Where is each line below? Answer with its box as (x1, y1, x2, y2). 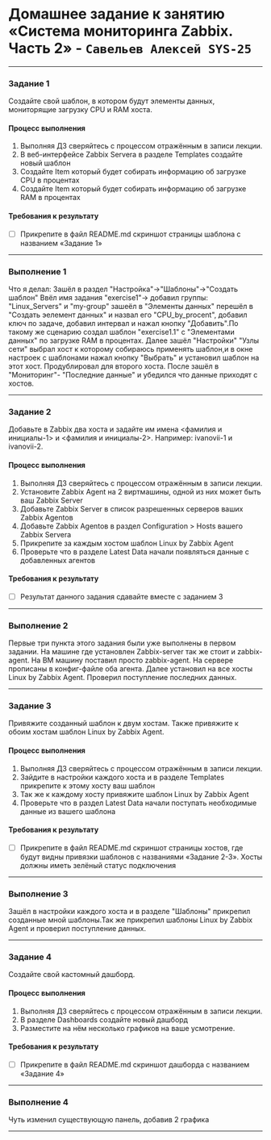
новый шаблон (19, 158, 71, 168)
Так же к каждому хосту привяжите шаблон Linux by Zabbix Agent (19, 789, 249, 799)
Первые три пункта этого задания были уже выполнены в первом (8, 638, 236, 648)
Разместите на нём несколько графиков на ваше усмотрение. (19, 1023, 236, 1033)
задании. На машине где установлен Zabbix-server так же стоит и (8, 647, 236, 657)
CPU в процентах (19, 175, 80, 186)
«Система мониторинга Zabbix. (8, 22, 233, 40)
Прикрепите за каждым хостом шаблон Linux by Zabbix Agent (19, 538, 234, 548)
